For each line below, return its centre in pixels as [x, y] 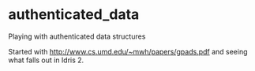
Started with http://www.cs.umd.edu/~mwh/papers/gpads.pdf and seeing [128, 51]
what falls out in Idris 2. [46, 60]
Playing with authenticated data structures [77, 36]
